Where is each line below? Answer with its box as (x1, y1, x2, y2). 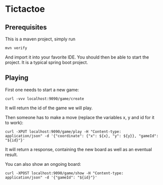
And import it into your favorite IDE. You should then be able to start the (5, 54, 149, 60)
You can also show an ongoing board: (5, 161, 81, 167)
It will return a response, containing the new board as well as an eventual (5, 146, 152, 152)
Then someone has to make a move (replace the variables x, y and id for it (5, 114, 155, 120)
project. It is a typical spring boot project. (5, 60, 88, 65)
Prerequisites (5, 23, 47, 31)
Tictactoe (5, 3, 45, 15)
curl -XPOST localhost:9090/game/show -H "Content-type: (5, 171, 124, 176)
